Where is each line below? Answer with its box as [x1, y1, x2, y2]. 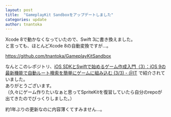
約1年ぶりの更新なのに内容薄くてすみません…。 [5, 106, 105, 112]
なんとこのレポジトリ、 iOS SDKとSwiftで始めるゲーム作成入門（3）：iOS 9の [5, 63, 166, 69]
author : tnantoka [5, 21, 42, 27]
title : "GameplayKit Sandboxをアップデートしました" [5, 12, 114, 17]
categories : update [5, 17, 47, 22]
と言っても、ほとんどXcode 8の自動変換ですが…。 [5, 43, 111, 49]
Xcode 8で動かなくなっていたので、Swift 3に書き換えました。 [5, 36, 136, 42]
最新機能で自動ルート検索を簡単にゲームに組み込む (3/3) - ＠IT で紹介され [5, 70, 161, 76]
